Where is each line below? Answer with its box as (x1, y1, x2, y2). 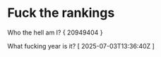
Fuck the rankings (7, 5, 115, 21)
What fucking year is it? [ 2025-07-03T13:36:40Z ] (7, 42, 155, 50)
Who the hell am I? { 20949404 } (7, 28, 103, 37)
